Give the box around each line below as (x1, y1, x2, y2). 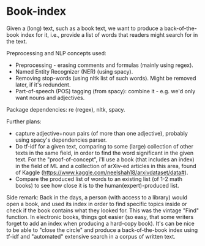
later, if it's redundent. (15, 81, 71, 88)
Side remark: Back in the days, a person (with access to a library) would (6, 193, 188, 201)
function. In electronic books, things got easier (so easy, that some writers (6, 213, 194, 220)
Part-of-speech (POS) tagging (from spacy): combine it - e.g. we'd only (15, 87, 196, 94)
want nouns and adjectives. (15, 94, 85, 101)
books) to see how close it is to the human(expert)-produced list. (15, 182, 179, 189)
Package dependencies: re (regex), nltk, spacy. (6, 106, 125, 113)
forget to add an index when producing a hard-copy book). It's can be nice (6, 220, 195, 227)
